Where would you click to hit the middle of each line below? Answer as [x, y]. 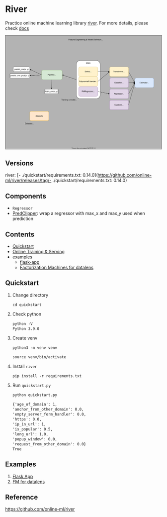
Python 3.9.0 [26, 329]
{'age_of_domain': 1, [35, 404]
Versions [19, 163]
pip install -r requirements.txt [47, 376]
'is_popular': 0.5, [33, 429]
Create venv [25, 338]
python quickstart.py [35, 395]
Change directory [30, 295]
